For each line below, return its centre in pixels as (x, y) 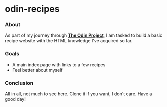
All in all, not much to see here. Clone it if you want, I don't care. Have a (79, 94)
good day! (16, 99)
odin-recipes (32, 9)
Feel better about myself (37, 70)
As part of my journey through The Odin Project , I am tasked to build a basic (84, 35)
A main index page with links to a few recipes (59, 65)
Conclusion (19, 83)
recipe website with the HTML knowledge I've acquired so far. (69, 41)
